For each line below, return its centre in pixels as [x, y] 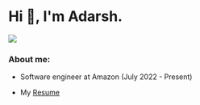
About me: [29, 59]
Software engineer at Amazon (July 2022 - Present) [106, 77]
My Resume [40, 93]
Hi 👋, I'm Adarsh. [66, 17]
